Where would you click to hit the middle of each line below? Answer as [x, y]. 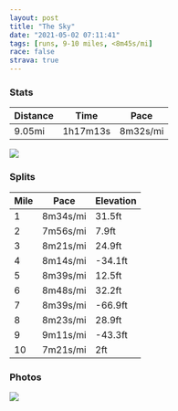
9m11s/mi [64, 334]
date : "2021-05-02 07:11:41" [65, 35]
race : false [32, 52]
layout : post [34, 18]
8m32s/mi [141, 132]
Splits [22, 177]
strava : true [34, 60]
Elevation [116, 200]
